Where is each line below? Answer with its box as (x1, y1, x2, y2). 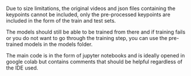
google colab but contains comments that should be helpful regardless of (6, 58, 183, 65)
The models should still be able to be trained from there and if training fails (6, 28, 186, 35)
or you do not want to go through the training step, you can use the (6, 35, 168, 41)
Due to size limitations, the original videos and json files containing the (6, 5, 176, 12)
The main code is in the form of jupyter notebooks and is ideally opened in (6, 52, 185, 59)
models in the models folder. (24, 41, 93, 48)
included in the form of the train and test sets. (6, 17, 116, 24)
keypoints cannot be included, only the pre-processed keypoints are (6, 11, 171, 18)
